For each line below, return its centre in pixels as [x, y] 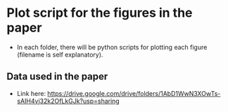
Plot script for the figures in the [100, 13]
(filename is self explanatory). [60, 55]
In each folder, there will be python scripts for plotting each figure [112, 47]
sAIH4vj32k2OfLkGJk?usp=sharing [68, 101]
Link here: [31, 93]
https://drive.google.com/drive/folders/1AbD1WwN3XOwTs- [134, 93]
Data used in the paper [57, 77]
